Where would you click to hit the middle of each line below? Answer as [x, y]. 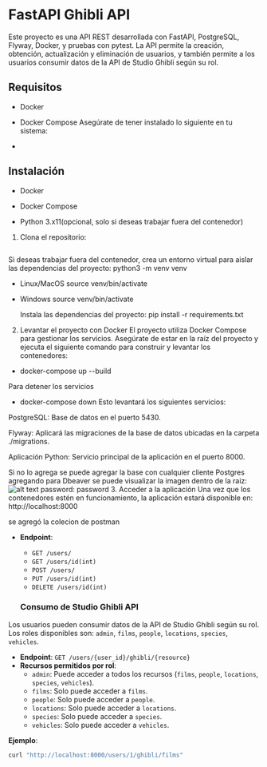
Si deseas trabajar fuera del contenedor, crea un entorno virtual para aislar [131, 259]
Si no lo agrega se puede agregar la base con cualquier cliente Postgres [127, 472]
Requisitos [35, 87]
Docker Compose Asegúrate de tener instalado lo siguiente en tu [126, 122]
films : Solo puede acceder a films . [90, 691]
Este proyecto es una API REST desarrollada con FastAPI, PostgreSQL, [124, 37]
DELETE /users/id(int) [69, 587]
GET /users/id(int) [64, 562]
